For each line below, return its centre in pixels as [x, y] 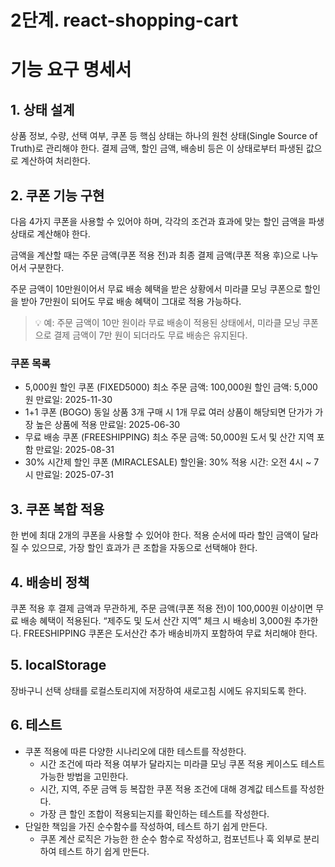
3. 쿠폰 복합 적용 [57, 509]
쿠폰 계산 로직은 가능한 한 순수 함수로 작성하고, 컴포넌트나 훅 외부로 [170, 838]
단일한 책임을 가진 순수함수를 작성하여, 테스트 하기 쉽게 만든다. [146, 826]
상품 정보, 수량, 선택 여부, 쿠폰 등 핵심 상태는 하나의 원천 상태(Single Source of [164, 136]
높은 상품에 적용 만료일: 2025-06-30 [108, 425]
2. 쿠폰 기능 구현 [57, 195]
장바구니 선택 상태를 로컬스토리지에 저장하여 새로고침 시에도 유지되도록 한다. [158, 690]
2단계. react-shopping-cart [124, 20]
